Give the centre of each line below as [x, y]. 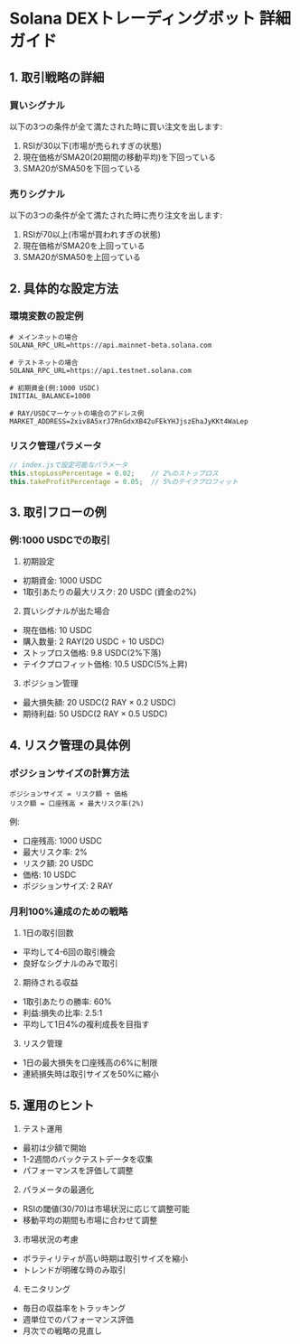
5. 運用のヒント [52, 1105]
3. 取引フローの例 [58, 513]
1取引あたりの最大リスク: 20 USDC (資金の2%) [109, 592]
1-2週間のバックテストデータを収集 [88, 1159]
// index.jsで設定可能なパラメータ [69, 465]
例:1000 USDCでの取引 [60, 540]
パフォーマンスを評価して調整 [78, 1171]
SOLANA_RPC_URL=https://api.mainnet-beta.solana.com [111, 345]
